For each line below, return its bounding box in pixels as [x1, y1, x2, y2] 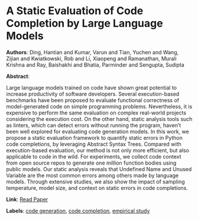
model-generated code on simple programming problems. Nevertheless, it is [6, 103, 193, 110]
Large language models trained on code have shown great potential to [6, 84, 177, 91]
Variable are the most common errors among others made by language [6, 172, 179, 179]
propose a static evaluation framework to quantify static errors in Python [6, 134, 183, 141]
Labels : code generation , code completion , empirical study [6, 207, 150, 214]
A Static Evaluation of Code [6, 4, 144, 18]
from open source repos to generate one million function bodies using [6, 159, 177, 166]
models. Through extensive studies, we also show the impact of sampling [6, 178, 185, 185]
